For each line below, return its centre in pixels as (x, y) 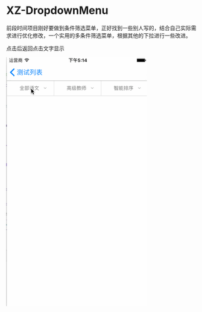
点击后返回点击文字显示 (35, 48)
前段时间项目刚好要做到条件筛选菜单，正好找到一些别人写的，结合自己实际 (99, 28)
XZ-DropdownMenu (57, 11)
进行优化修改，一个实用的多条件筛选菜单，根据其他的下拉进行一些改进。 (101, 35)
